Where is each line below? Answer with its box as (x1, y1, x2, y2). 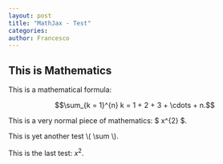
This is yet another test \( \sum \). (8, 131, 119, 141)
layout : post (8, 11, 52, 20)
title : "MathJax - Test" (8, 19, 91, 27)
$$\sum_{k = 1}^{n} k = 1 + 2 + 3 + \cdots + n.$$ (55, 101, 215, 110)
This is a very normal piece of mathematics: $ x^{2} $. (8, 116, 188, 126)
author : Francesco (8, 34, 70, 42)
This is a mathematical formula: (8, 85, 112, 94)
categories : (8, 26, 48, 34)
